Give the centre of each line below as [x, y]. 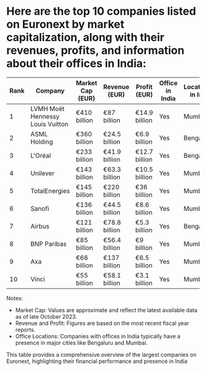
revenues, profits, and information [96, 51]
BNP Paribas [48, 244]
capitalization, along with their [85, 37]
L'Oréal [40, 155]
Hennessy [45, 116]
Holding [42, 141]
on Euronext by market [65, 24]
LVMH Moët [48, 109]
